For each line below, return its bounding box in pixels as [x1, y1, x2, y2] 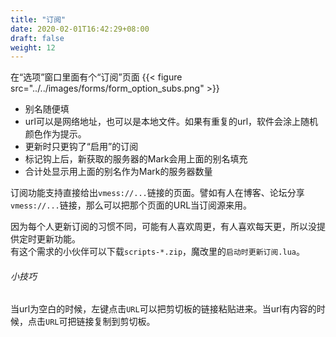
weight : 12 [10, 42, 56, 53]
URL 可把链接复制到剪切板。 [45, 316, 156, 328]
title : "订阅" [10, 14, 67, 25]
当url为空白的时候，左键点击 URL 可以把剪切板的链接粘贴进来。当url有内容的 [10, 303, 317, 315]
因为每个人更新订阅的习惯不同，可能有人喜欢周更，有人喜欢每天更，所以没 [10, 221, 317, 233]
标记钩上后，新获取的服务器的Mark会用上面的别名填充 [24, 153, 248, 165]
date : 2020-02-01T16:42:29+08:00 [10, 24, 150, 34]
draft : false [10, 33, 65, 43]
